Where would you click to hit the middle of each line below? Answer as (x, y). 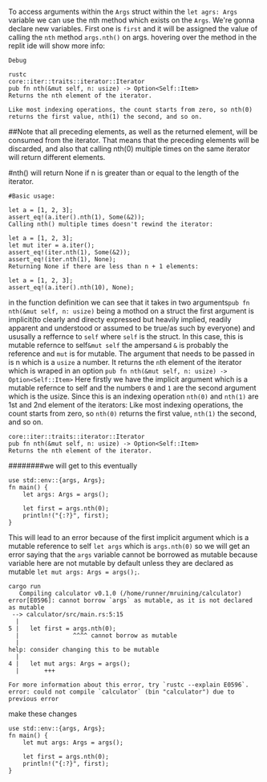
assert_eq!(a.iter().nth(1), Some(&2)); (77, 217)
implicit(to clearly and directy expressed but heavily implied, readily (120, 319)
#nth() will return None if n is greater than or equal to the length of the (124, 173)
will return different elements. (57, 157)
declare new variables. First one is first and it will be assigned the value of (133, 29)
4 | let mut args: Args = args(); (69, 664)
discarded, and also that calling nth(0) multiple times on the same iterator (129, 149)
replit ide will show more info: (57, 46)
